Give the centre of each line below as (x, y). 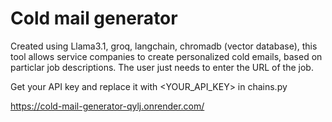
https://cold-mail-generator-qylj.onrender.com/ (107, 106)
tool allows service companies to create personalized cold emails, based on (166, 56)
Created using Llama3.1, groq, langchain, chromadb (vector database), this (164, 46)
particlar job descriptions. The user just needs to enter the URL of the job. (162, 67)
